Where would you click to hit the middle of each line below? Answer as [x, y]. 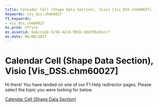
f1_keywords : [18, 18]
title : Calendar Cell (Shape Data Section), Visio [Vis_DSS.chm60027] [78, 9]
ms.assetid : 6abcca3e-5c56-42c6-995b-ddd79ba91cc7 [58, 32]
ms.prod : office [21, 28]
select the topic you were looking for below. [49, 89]
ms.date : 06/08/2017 [26, 37]
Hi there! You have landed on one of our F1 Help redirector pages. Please [78, 84]
